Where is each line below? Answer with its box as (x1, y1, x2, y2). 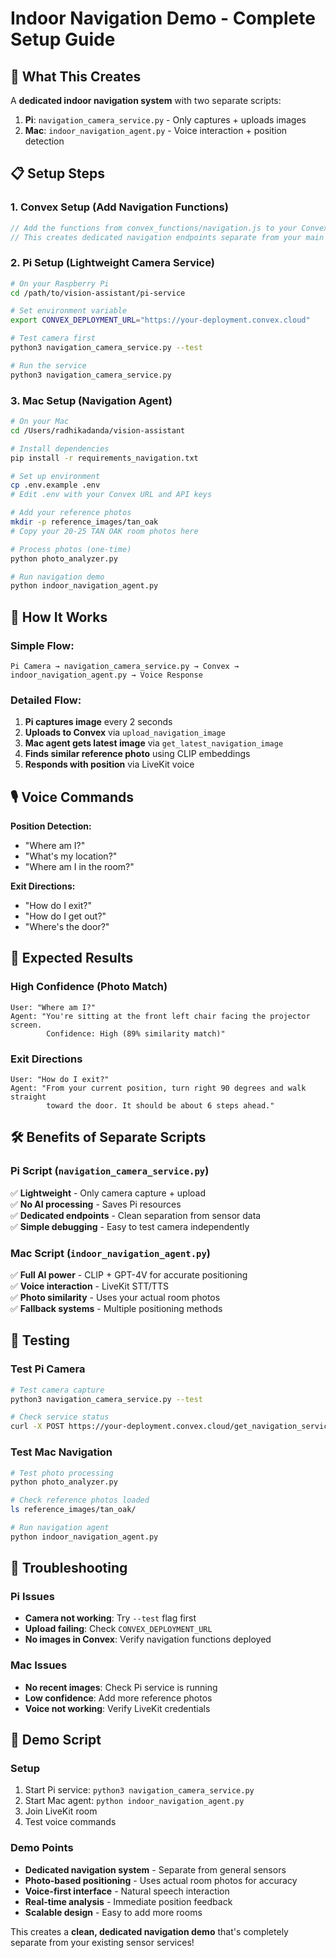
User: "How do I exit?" (10, 1075, 110, 1085)
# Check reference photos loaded (10, 1495, 150, 1506)
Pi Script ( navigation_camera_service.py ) (10, 1164, 210, 1178)
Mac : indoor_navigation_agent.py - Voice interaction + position (24, 125, 288, 136)
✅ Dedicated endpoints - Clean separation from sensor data (10, 1209, 262, 1221)
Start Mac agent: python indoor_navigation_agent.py (24, 1795, 245, 1807)
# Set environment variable (10, 306, 128, 316)
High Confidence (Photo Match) (10, 980, 168, 994)
